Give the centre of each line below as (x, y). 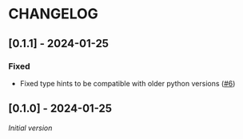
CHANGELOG (53, 14)
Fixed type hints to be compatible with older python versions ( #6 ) (127, 83)
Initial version (30, 128)
